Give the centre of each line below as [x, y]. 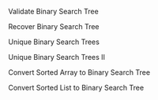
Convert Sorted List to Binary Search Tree [76, 87]
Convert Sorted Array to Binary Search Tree [79, 72]
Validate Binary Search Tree [53, 11]
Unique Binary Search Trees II [56, 57]
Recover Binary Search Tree [54, 26]
